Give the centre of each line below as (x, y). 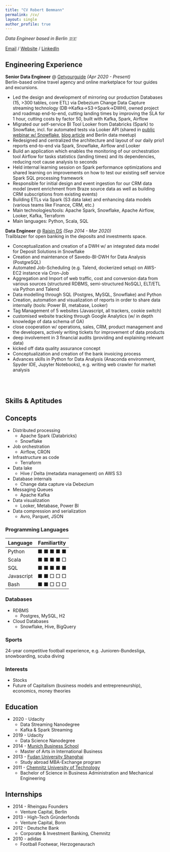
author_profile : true (28, 24)
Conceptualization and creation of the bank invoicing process (77, 354)
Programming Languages (37, 530)
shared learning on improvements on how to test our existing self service (89, 173)
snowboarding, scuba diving (35, 656)
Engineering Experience (44, 65)
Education (22, 707)
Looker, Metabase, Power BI (50, 506)
